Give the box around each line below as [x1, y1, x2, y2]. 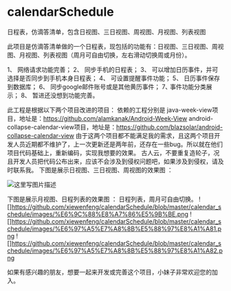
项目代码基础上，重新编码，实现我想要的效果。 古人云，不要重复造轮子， [7, 148, 214, 156]
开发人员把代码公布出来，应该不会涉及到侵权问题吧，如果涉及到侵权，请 [12, 157, 218, 165]
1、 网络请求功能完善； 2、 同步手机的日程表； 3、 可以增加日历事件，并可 [7, 65, 219, 73]
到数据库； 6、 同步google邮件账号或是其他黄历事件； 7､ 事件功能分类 [7, 82, 206, 91]
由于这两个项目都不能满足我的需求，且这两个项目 [75, 131, 214, 139]
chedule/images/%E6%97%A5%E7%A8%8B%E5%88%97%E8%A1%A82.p [7, 246, 223, 255]
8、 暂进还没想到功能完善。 [20, 91, 99, 100]
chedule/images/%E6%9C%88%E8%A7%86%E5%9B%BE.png [7, 210, 189, 218]
